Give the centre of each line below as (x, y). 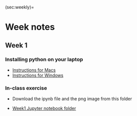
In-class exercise (26, 88)
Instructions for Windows (38, 75)
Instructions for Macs (34, 70)
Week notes (30, 27)
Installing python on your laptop (44, 59)
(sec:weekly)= (20, 7)
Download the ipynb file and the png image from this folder (72, 99)
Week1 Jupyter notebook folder (44, 109)
